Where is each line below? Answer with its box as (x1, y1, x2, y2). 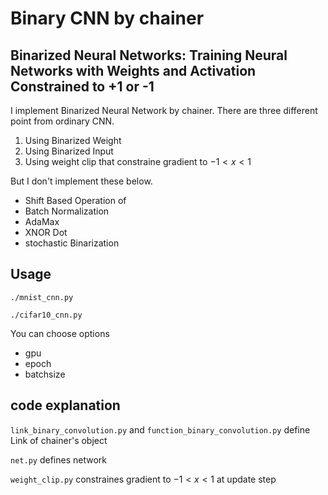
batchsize (24, 368, 66, 380)
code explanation (10, 397, 121, 414)
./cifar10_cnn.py (10, 310, 83, 320)
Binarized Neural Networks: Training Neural (10, 47, 288, 64)
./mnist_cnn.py (10, 292, 74, 302)
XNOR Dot (24, 227, 68, 238)
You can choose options (10, 327, 110, 339)
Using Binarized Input (24, 145, 114, 157)
